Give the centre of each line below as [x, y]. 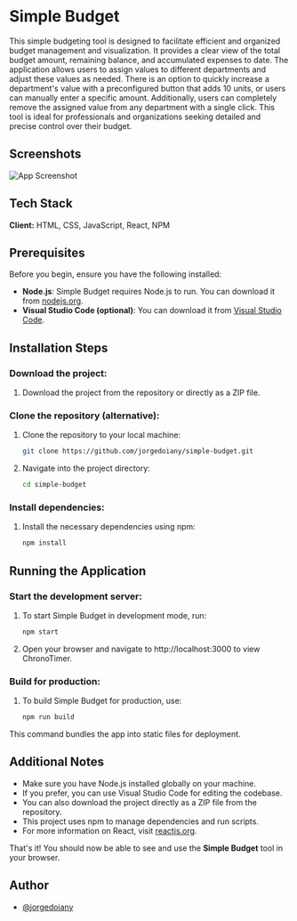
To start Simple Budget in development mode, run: [114, 615]
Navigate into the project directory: [86, 468]
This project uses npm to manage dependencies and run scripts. [140, 821]
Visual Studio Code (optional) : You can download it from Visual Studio [152, 311]
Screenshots [45, 154]
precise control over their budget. [71, 125]
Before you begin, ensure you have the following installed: [116, 274]
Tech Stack [41, 203]
